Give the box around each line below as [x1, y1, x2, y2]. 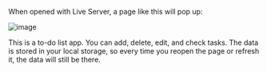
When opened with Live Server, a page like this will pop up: [8, 7, 203, 16]
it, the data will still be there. [8, 55, 102, 64]
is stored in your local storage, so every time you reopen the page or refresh [8, 46, 260, 55]
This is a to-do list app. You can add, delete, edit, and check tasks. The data [8, 38, 259, 47]
